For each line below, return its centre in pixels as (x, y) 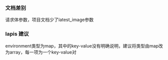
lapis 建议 (17, 34)
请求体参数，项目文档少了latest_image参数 (49, 20)
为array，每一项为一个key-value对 (41, 52)
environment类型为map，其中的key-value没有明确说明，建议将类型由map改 (84, 45)
